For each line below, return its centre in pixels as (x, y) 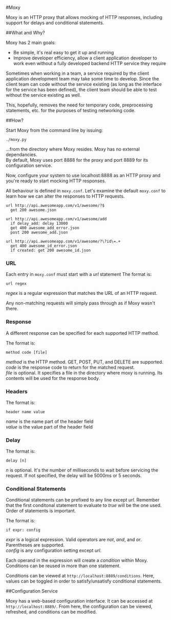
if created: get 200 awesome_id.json (51, 250)
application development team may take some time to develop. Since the (82, 79)
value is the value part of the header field (49, 426)
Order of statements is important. (41, 511)
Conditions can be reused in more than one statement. (63, 566)
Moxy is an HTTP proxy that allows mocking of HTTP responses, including (84, 17)
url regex (16, 284)
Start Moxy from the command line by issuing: (54, 130)
